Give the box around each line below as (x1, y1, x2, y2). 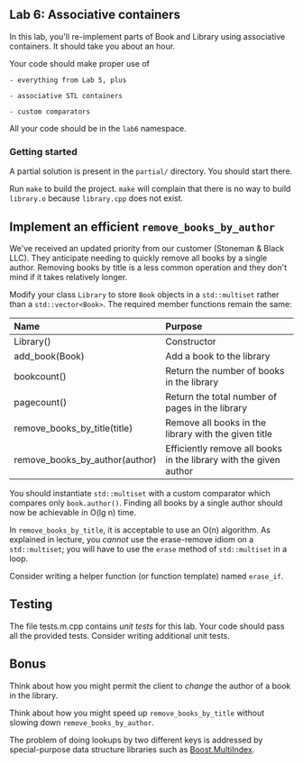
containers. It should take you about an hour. (9, 41, 176, 51)
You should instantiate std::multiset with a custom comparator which (9, 487, 271, 498)
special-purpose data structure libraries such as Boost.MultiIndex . (9, 743, 255, 755)
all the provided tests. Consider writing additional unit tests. (9, 630, 230, 641)
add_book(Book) (14, 350, 86, 362)
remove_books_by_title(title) (14, 422, 133, 434)
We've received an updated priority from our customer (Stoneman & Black (9, 242, 285, 253)
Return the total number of (165, 390, 278, 403)
